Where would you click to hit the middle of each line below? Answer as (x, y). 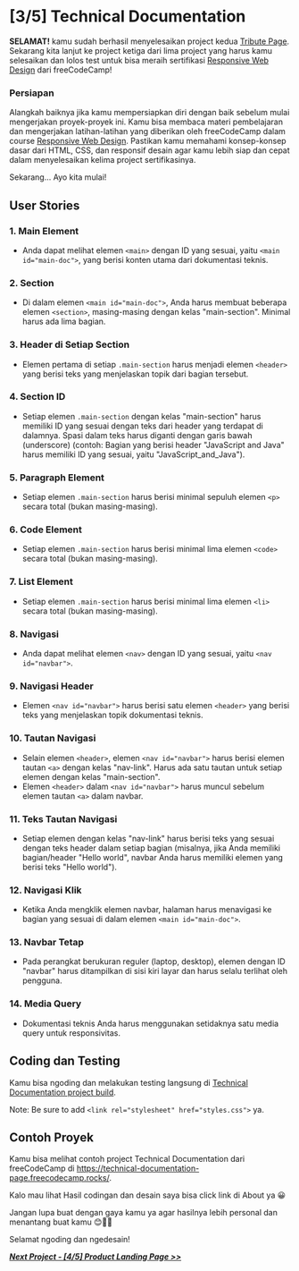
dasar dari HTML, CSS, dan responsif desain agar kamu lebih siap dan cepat (149, 150)
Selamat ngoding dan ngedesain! (70, 1240)
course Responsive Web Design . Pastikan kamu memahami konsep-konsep (148, 141)
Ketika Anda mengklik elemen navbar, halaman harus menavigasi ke (147, 910)
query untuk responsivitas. (71, 1033)
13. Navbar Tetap (47, 943)
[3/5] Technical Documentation (128, 17)
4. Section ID (37, 397)
